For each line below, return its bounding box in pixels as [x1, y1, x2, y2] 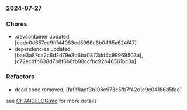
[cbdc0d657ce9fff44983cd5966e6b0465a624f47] [14, 39, 137, 46]
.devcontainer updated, [14, 33, 71, 40]
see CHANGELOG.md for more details [6, 97, 98, 104]
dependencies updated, [14, 46, 72, 53]
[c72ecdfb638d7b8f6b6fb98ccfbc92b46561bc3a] [14, 58, 136, 65]
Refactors [6, 73, 35, 81]
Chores [6, 19, 27, 27]
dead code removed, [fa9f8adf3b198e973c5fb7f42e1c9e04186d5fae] [14, 86, 182, 93]
